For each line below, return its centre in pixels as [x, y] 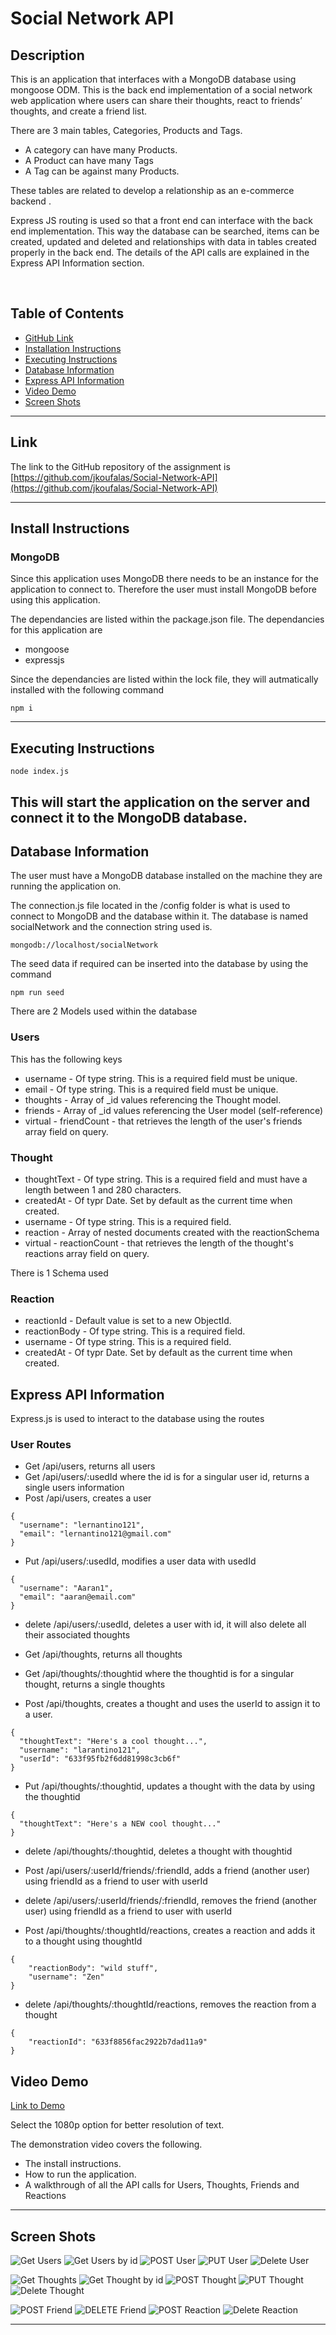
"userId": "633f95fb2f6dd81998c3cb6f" [100, 1759]
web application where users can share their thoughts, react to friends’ [156, 100]
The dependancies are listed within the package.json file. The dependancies [167, 619]
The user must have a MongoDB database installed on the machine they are [166, 876]
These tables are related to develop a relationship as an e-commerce [152, 190]
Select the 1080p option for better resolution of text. [117, 2125]
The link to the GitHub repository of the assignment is [120, 466]
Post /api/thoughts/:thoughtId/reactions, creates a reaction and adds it [170, 1931]
